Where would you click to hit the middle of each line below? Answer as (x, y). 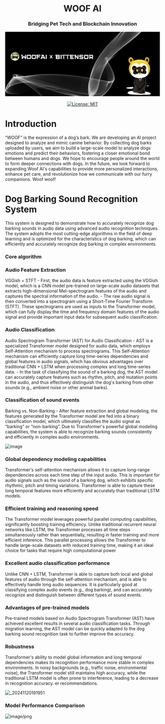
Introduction (31, 124)
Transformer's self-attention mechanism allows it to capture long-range (77, 470)
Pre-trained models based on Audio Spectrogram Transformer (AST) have (80, 618)
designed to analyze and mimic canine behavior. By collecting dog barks (79, 143)
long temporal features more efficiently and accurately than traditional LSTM (82, 491)
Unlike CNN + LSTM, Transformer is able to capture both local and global (79, 574)
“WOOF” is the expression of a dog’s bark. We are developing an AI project (81, 137)
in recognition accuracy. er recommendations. (52, 683)
